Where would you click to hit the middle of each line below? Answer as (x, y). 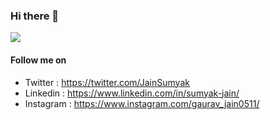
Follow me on (38, 60)
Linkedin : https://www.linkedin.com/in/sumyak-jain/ (132, 93)
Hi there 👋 (35, 16)
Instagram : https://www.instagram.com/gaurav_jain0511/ (142, 103)
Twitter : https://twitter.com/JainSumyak (107, 82)
